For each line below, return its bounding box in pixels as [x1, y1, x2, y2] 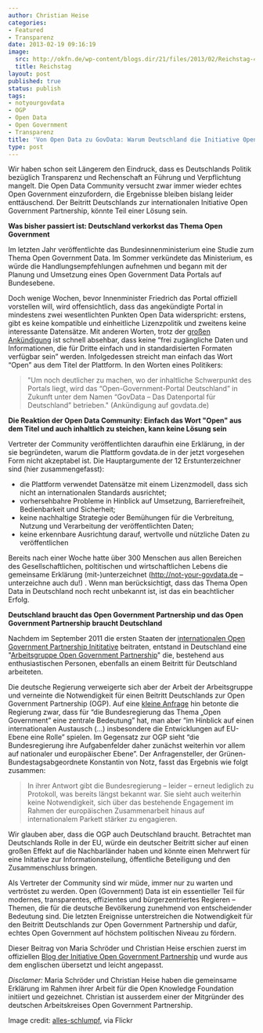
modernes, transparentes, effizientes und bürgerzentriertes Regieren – [8, 895, 236, 904]
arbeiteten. [8, 667, 43, 676]
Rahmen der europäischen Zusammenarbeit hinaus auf [27, 806, 205, 815]
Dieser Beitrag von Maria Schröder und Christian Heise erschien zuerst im [8, 943, 247, 953]
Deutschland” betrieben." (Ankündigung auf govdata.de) [27, 401, 210, 410]
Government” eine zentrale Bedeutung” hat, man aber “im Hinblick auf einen [8, 716, 254, 725]
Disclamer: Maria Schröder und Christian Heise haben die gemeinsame [8, 976, 237, 985]
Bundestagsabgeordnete [8, 757, 88, 767]
